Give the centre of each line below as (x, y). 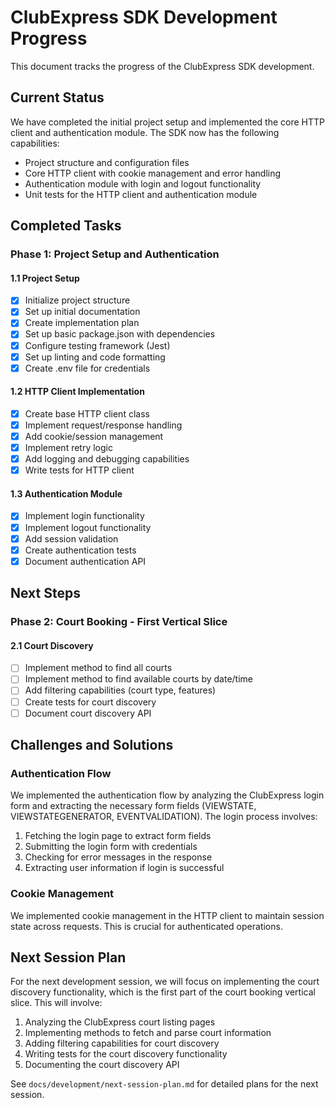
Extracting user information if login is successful (124, 868)
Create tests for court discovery (90, 702)
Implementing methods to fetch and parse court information (148, 1033)
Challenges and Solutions (92, 745)
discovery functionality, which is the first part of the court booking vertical (163, 992)
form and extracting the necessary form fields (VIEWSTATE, (133, 806)
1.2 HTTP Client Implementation (77, 392)
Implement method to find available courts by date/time (138, 679)
